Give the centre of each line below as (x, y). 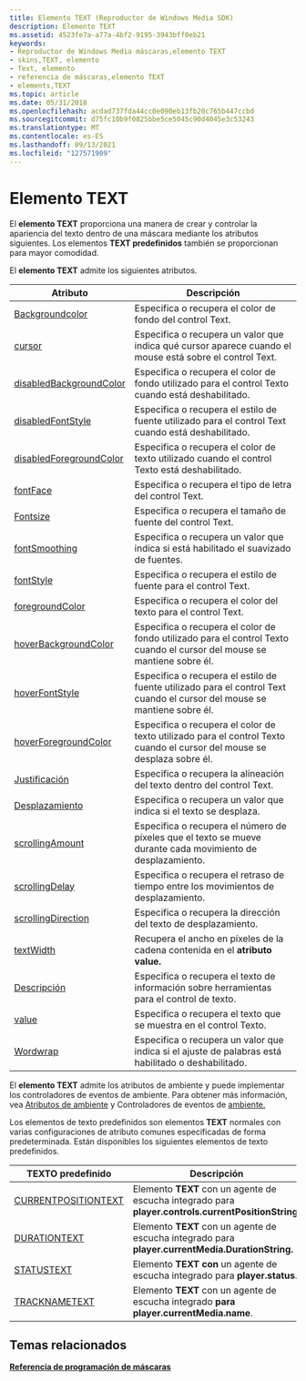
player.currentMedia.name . (193, 1313)
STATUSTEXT (43, 1269)
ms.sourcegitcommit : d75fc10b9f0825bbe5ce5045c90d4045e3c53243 (132, 119)
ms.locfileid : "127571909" (61, 153)
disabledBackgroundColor (70, 383)
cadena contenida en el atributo (203, 949)
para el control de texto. (185, 999)
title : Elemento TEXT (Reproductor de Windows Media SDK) (122, 18)
